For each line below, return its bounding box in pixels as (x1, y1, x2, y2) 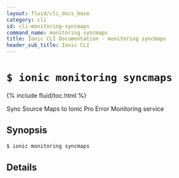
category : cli (6, 16, 47, 23)
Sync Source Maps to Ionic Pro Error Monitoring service (6, 104, 165, 113)
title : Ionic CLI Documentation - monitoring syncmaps (6, 36, 167, 42)
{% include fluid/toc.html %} (6, 91, 87, 99)
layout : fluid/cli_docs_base (6, 10, 90, 17)
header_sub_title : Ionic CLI (6, 42, 90, 49)
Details (6, 162, 37, 173)
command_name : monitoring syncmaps (6, 29, 108, 36)
